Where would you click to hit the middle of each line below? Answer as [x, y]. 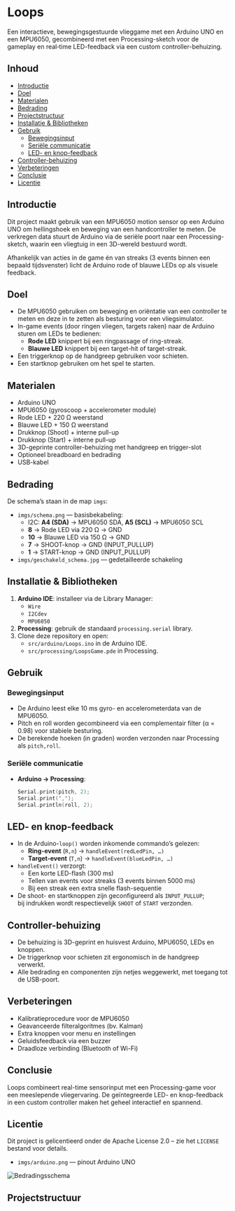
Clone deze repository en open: [63, 635]
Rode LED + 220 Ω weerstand [60, 418]
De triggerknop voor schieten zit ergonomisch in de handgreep [108, 957]
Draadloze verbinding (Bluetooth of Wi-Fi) [78, 1048]
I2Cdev [37, 614]
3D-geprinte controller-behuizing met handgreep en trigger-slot [109, 447]
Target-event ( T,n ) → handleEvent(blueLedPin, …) [100, 859]
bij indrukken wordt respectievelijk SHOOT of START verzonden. [105, 904]
